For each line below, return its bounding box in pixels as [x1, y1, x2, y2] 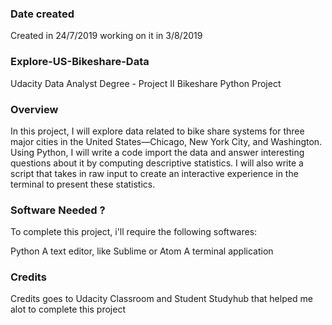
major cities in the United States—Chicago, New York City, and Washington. [10, 135, 323, 147]
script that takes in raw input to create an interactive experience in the [10, 167, 299, 179]
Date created [10, 7, 75, 21]
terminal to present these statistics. [10, 178, 156, 190]
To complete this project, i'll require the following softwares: [10, 226, 258, 238]
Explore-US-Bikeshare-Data [10, 55, 150, 69]
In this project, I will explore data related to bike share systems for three [10, 125, 305, 137]
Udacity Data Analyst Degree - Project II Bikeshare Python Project [10, 77, 282, 89]
